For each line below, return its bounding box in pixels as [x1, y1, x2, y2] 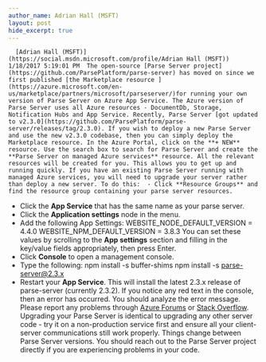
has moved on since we [178, 69, 255, 77]
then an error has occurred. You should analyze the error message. [19, 294, 241, 304]
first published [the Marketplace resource [8, 76, 155, 84]
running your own [190, 90, 248, 98]
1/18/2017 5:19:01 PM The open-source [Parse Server [8, 62, 191, 70]
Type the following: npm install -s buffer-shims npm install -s [19, 260, 220, 271]
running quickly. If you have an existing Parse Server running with [8, 166, 244, 175]
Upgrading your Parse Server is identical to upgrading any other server [19, 311, 253, 321]
